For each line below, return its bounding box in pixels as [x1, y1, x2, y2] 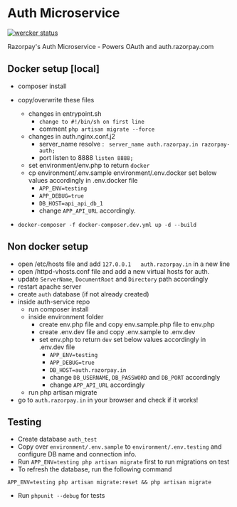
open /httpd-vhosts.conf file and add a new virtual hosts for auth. [17, 267, 210, 275]
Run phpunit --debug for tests [17, 491, 105, 500]
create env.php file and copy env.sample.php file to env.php [38, 320, 215, 329]
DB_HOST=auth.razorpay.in [49, 366, 127, 374]
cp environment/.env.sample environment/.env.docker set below [28, 169, 217, 177]
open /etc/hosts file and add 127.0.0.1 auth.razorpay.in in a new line [17, 260, 230, 268]
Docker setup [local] [7, 63, 100, 75]
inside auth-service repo [17, 297, 90, 306]
